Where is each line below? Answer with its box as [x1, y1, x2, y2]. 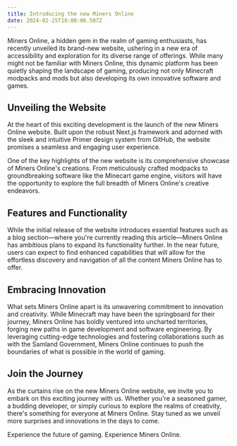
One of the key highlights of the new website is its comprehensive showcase [7, 157, 230, 165]
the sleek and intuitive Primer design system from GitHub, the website [7, 135, 210, 144]
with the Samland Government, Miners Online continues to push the [7, 339, 205, 348]
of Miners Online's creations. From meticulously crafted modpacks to [7, 164, 208, 173]
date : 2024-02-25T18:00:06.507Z [7, 17, 102, 24]
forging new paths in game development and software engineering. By [7, 325, 212, 333]
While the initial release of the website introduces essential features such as [7, 226, 229, 234]
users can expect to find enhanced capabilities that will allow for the [7, 248, 206, 257]
